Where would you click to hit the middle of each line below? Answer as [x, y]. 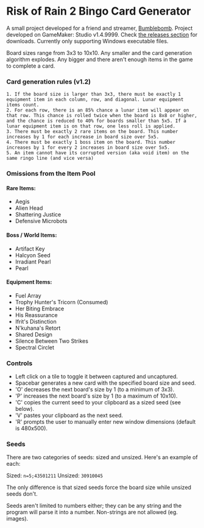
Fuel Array [28, 295]
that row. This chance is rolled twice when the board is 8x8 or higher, [102, 116]
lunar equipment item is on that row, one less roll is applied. [91, 126]
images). [17, 519]
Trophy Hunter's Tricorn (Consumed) [62, 302]
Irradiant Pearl [33, 262]
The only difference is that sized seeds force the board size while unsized [99, 487]
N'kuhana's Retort [38, 328]
